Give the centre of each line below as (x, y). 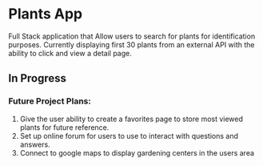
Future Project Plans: (50, 101)
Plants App (45, 14)
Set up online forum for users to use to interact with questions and (129, 136)
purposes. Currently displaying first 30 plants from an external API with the (131, 44)
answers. (35, 144)
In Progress (37, 78)
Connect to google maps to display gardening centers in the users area (137, 152)
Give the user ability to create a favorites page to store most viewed (131, 119)
